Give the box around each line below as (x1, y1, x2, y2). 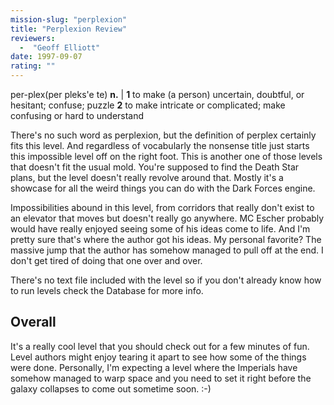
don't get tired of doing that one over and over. (10, 255, 203, 266)
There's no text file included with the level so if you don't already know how (10, 274, 322, 286)
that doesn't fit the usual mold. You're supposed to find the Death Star (10, 161, 300, 173)
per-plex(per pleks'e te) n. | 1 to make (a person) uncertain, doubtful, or (10, 89, 305, 100)
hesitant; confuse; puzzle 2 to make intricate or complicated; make (10, 99, 286, 111)
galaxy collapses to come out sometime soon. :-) (10, 382, 212, 395)
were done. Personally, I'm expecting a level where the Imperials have (10, 361, 298, 373)
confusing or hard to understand (10, 110, 145, 121)
